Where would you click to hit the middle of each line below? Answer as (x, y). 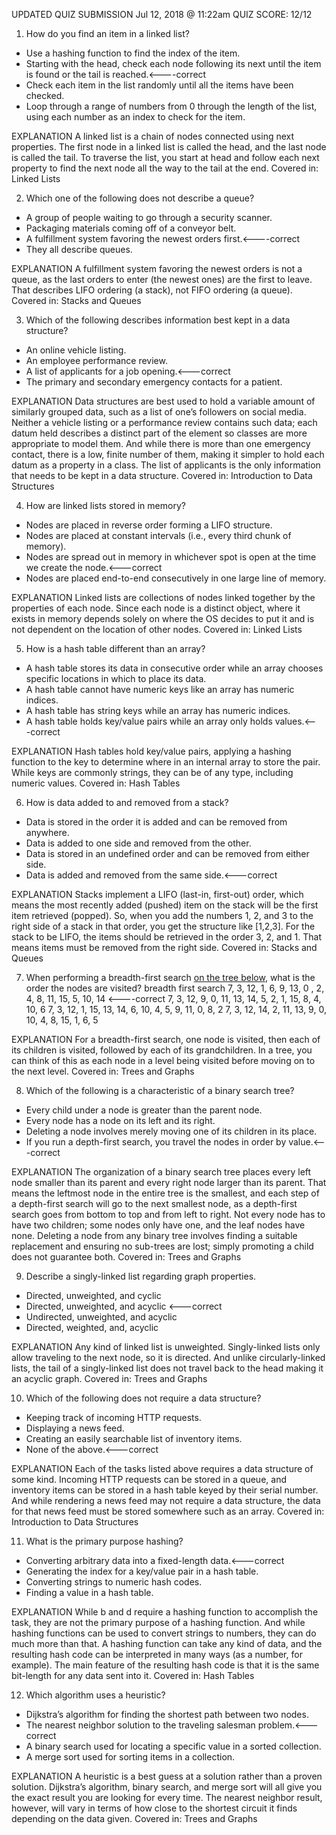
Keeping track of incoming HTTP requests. (113, 1417)
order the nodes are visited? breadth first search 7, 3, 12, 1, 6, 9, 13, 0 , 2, (175, 988)
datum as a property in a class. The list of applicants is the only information (166, 465)
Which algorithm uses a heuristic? (95, 1695)
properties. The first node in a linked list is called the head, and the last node (169, 147)
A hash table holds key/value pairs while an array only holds (149, 721)
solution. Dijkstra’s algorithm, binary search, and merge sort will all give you (167, 1787)
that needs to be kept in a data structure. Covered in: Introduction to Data (162, 475)
